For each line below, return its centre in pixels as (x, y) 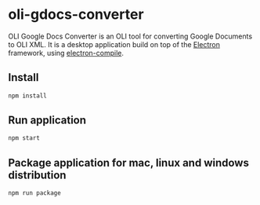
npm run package (34, 193)
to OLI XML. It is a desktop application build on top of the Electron (114, 44)
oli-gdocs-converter (76, 15)
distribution (37, 175)
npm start (24, 138)
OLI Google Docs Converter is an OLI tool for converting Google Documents (130, 36)
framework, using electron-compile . (66, 53)
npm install (27, 96)
